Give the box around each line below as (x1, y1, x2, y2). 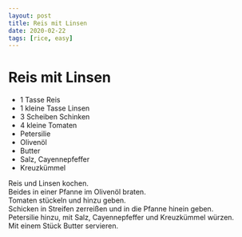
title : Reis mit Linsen (8, 19, 88, 27)
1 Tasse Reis (19, 95, 61, 105)
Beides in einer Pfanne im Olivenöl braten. (8, 187, 146, 197)
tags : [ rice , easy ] (8, 34, 73, 42)
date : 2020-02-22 (8, 26, 66, 34)
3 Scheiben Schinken (19, 112, 90, 122)
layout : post (8, 11, 52, 20)
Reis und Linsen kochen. (8, 179, 89, 188)
